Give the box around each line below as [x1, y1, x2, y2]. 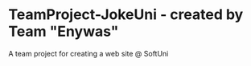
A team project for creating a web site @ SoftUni [8, 49, 169, 58]
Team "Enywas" [8, 22, 119, 41]
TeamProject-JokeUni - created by [8, 6, 244, 24]
